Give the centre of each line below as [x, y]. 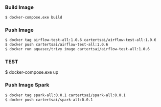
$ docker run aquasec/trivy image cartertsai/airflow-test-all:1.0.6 [78, 49]
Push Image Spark [27, 85]
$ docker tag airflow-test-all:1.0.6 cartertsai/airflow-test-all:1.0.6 [81, 40]
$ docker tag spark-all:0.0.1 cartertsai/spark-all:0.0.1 [65, 95]
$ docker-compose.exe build [34, 18]
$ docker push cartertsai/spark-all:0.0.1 [49, 100]
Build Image [20, 7]
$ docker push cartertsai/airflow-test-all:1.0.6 [57, 45]
